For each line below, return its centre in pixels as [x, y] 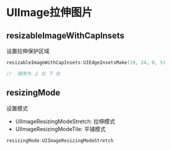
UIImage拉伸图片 [50, 13]
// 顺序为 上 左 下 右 [33, 73]
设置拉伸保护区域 [28, 51]
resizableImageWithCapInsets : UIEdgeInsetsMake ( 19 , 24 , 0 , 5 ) [86, 62]
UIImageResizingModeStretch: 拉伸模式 [65, 121]
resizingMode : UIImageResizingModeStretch [60, 141]
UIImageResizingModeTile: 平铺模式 [60, 129]
